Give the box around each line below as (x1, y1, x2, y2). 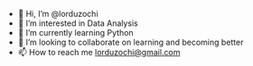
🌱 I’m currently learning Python (17, 28, 134, 37)
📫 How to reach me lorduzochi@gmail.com (17, 47, 181, 57)
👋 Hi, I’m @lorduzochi (17, 9, 98, 19)
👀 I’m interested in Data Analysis (17, 18, 138, 29)
